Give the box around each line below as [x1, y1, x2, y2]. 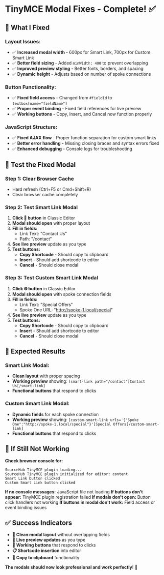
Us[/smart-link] [12, 384, 46, 389]
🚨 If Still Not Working [5, 445, 70, 453]
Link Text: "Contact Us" [19, 231, 67, 237]
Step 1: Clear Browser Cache [5, 175, 74, 182]
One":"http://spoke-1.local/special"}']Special [12, 422, 111, 426]
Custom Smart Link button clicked [5, 480, 76, 485]
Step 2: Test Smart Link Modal [5, 204, 78, 211]
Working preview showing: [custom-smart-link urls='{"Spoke [12, 417, 139, 423]
